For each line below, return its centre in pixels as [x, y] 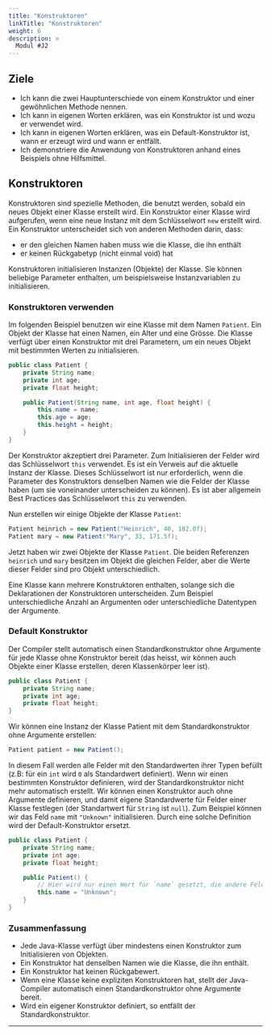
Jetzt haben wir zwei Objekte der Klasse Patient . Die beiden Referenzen [129, 551]
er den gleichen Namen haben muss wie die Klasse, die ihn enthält [131, 244]
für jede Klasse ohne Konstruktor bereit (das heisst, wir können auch [122, 657]
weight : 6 [25, 31]
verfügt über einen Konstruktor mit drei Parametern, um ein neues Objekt [130, 342]
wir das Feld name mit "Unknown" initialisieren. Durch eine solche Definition [130, 817]
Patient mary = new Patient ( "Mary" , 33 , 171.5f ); [94, 536]
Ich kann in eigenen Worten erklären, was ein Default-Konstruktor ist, [135, 132]
